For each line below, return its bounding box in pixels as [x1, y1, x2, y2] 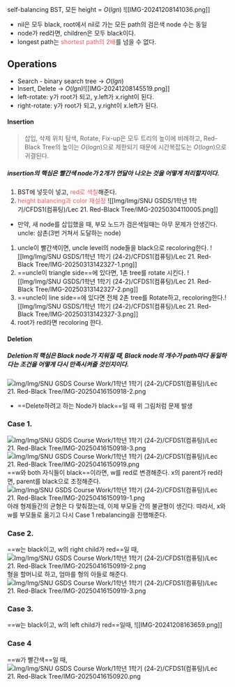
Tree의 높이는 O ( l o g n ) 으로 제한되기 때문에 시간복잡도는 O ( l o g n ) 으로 [41, 143, 227, 152]
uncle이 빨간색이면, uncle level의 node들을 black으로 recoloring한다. [17, 243, 209, 252]
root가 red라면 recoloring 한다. [17, 318, 103, 326]
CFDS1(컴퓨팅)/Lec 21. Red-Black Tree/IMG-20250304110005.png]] [25, 205, 218, 214]
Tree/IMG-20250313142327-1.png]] [34, 260, 137, 268]
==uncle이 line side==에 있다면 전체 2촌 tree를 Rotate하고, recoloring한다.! [17, 293, 227, 302]
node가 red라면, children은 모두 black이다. [17, 29, 136, 37]
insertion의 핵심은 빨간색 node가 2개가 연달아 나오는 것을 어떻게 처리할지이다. [7, 169, 220, 177]
